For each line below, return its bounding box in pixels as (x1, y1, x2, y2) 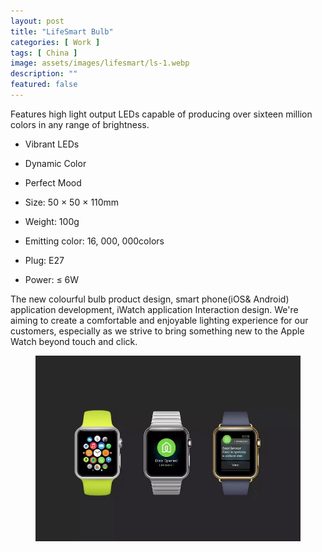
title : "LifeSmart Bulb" (10, 26, 114, 37)
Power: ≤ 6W (24, 273, 80, 285)
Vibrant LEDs (24, 138, 80, 150)
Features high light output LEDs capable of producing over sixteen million (10, 108, 313, 120)
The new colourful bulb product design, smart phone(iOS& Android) (10, 293, 290, 305)
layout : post (10, 16, 65, 26)
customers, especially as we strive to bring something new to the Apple (10, 325, 305, 337)
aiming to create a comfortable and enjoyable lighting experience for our (10, 314, 309, 326)
